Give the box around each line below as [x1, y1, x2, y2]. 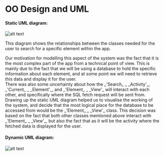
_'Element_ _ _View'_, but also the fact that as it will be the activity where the [5, 118, 160, 124]
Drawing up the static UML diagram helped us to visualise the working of [5, 97, 153, 103]
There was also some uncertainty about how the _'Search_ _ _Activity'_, [5, 81, 150, 87]
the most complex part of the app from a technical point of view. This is [5, 61, 150, 66]
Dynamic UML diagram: [5, 134, 54, 140]
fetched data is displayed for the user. [5, 123, 82, 129]
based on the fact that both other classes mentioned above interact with [5, 113, 152, 119]
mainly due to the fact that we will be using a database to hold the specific [5, 65, 156, 72]
